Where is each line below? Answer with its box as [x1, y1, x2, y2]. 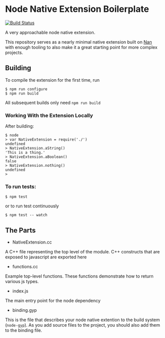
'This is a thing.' [5, 150, 46, 155]
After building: [5, 123, 34, 129]
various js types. [5, 279, 39, 285]
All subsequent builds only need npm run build [5, 99, 101, 105]
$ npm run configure [5, 87, 48, 92]
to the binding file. [5, 328, 42, 334]
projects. [5, 49, 23, 55]
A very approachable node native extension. [5, 29, 96, 35]
